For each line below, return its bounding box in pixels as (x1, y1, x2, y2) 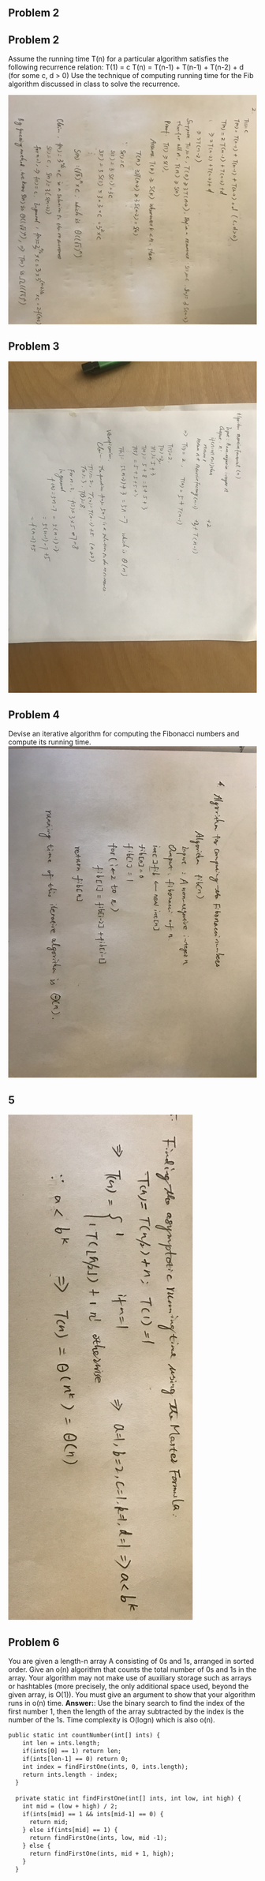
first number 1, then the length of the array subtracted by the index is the (8, 1707, 244, 1716)
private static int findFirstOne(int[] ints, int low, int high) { (15, 1795, 242, 1803)
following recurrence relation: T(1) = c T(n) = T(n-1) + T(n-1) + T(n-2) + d (8, 62, 244, 72)
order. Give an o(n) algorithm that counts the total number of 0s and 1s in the (8, 1665, 257, 1674)
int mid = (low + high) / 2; (22, 1803, 118, 1811)
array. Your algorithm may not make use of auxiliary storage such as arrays (8, 1673, 252, 1683)
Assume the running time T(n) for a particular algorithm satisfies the (8, 54, 229, 64)
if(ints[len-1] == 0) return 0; (22, 1755, 129, 1763)
